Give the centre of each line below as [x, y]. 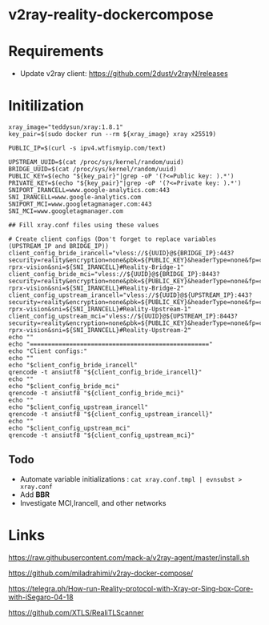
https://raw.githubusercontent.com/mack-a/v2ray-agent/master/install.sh [129, 557]
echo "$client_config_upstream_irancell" [78, 407]
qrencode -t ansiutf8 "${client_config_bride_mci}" [96, 394]
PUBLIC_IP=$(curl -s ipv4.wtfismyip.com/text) [87, 148]
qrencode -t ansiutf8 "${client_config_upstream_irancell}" [111, 415]
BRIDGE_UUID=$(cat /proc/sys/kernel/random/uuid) [93, 170]
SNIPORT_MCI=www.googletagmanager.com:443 [80, 204]
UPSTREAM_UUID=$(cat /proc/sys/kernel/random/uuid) [96, 162]
